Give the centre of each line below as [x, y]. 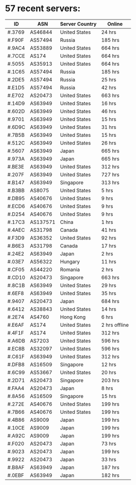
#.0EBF [16, 475]
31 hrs [109, 127]
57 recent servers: [43, 9]
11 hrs [109, 261]
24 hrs [109, 32]
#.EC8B [16, 349]
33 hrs [109, 459]
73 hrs [109, 444]
